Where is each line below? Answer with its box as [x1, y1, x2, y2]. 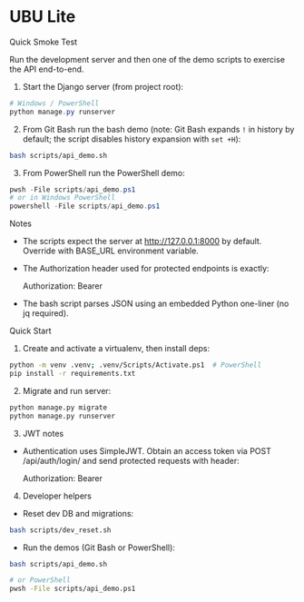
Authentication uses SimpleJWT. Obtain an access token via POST [22, 445, 272, 456]
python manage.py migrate [9, 402, 107, 412]
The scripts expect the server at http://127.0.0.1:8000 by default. [22, 236, 262, 247]
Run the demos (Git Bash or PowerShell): [22, 542, 175, 553]
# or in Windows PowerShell [9, 193, 116, 202]
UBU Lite [9, 6, 76, 27]
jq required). [22, 308, 70, 319]
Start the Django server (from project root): [22, 81, 184, 92]
